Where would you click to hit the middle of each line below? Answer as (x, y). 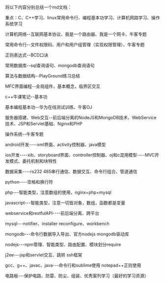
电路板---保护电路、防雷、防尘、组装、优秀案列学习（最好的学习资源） (77, 276)
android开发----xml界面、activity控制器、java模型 (55, 144)
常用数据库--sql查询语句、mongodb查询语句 (50, 65)
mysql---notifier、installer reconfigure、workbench (57, 224)
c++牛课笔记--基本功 (26, 97)
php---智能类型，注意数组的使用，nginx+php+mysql (58, 192)
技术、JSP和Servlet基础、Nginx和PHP (44, 124)
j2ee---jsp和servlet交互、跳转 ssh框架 (44, 255)
